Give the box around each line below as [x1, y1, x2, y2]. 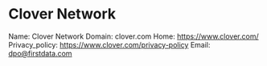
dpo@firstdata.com [8, 48, 72, 58]
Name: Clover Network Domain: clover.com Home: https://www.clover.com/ [8, 31, 259, 41]
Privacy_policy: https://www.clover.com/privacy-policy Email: [8, 39, 211, 49]
